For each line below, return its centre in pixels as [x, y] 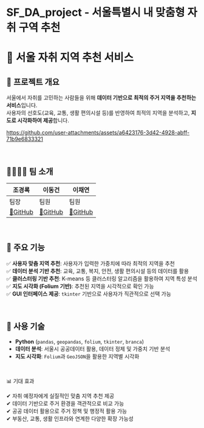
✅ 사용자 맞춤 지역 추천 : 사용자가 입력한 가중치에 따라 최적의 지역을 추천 [90, 263]
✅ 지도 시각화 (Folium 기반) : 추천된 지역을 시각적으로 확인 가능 [80, 286]
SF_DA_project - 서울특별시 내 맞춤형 [96, 12]
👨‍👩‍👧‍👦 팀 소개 [30, 172]
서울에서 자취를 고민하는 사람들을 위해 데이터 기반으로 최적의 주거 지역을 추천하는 [101, 98]
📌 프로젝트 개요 [33, 82]
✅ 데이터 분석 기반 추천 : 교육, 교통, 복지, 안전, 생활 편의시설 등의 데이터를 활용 [98, 271]
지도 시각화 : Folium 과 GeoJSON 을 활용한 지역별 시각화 [77, 356]
